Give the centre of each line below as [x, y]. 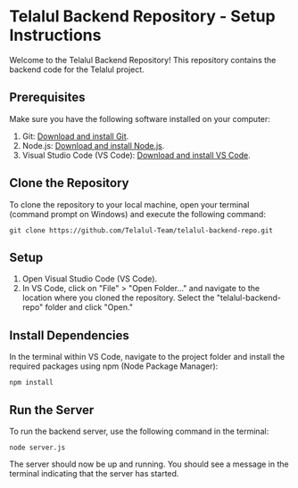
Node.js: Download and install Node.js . [93, 145]
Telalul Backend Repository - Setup [142, 16]
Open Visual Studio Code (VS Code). [90, 279]
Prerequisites [47, 98]
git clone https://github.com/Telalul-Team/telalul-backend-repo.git [141, 230]
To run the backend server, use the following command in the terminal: [139, 431]
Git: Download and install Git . [75, 136]
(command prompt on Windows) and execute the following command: [137, 214]
